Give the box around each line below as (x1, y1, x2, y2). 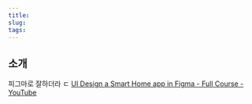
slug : (8, 19, 26, 27)
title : (8, 11, 30, 20)
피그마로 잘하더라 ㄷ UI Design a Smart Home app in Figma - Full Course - (8, 79, 244, 88)
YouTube (8, 88, 37, 98)
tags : (8, 26, 26, 34)
